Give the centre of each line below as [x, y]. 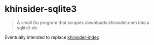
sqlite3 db [27, 27]
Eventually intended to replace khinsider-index [52, 37]
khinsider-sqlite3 [41, 9]
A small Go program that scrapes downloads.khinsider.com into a [83, 22]
